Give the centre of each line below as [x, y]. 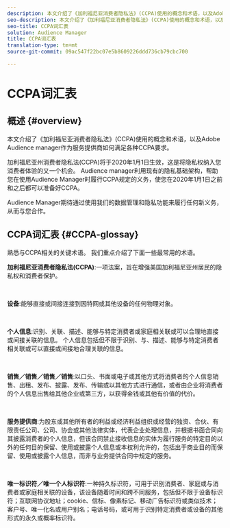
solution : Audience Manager [47, 33]
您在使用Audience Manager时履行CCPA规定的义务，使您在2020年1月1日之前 [115, 179]
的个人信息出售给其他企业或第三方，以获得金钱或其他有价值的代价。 [103, 393]
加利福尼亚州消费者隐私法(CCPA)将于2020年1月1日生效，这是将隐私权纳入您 [114, 162]
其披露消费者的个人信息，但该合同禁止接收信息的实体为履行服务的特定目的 [112, 438]
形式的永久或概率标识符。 [43, 518]
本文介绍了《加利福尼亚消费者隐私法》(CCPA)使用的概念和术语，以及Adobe [114, 139]
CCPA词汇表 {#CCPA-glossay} [73, 235]
